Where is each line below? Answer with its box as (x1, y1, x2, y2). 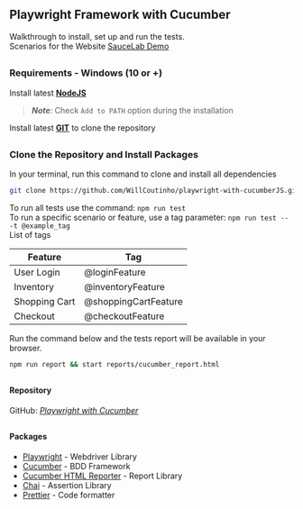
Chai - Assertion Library (22, 480, 112, 491)
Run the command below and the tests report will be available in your (9, 333, 266, 344)
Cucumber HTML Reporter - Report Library (22, 470, 183, 481)
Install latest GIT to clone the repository (9, 122, 156, 133)
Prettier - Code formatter (22, 490, 115, 501)
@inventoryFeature (84, 281, 165, 294)
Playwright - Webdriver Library (22, 451, 138, 462)
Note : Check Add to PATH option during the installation (31, 105, 234, 115)
